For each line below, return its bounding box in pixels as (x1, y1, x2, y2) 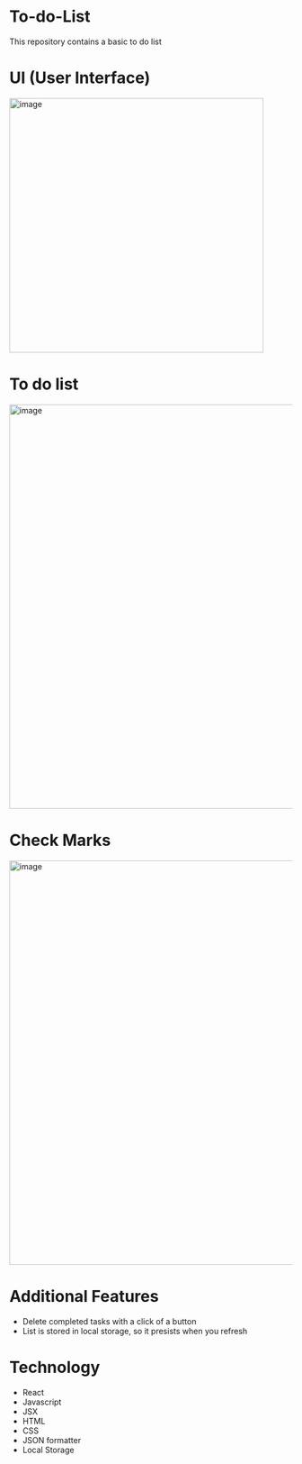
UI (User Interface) (9, 68, 151, 88)
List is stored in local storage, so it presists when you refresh (22, 1325, 248, 1336)
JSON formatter (22, 1434, 82, 1445)
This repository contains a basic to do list (9, 36, 162, 47)
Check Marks (9, 831, 111, 850)
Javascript (22, 1396, 62, 1407)
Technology (9, 1357, 101, 1378)
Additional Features (9, 1286, 159, 1306)
